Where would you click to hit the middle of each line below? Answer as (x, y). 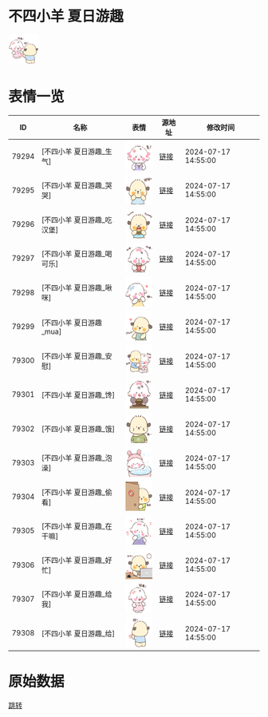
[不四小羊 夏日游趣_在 (77, 526)
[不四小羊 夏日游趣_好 (77, 561)
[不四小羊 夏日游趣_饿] (78, 429)
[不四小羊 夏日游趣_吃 (77, 220)
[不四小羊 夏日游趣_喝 (77, 253)
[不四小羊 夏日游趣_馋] (78, 394)
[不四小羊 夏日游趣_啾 (77, 287)
